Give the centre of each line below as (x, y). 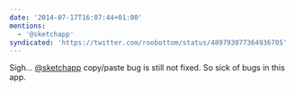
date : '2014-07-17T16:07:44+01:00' (76, 17)
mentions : (28, 26)
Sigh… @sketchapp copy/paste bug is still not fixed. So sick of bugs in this (147, 68)
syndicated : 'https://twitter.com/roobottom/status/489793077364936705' (148, 42)
